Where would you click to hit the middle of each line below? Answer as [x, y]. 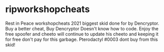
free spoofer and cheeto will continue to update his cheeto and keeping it [82, 34]
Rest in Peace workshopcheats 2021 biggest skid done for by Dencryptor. [82, 23]
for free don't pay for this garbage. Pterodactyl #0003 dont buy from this [82, 39]
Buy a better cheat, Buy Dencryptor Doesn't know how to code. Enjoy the [82, 28]
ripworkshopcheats [47, 9]
